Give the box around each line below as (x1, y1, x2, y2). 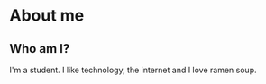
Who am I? (9, 41, 70, 56)
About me (9, 5, 85, 26)
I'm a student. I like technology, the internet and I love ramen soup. (9, 64, 257, 75)
